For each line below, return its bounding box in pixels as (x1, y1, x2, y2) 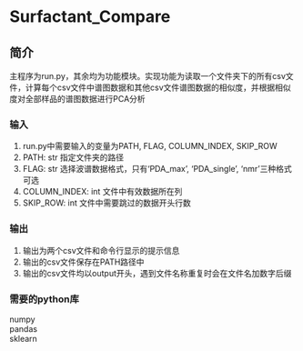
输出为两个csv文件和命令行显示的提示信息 (22, 245, 180, 256)
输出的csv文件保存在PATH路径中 (22, 256, 145, 267)
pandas (9, 323, 38, 334)
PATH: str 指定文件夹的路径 (22, 152, 125, 163)
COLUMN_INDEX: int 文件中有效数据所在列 (22, 186, 183, 197)
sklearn (9, 333, 38, 344)
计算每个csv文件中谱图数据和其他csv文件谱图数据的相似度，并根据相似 (25, 82, 291, 93)
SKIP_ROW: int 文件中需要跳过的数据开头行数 (22, 197, 191, 208)
